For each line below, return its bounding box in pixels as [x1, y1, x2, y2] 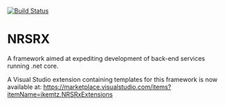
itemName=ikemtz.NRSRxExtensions [7, 90, 113, 98]
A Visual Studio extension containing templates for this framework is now [7, 75, 218, 83]
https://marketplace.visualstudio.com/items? [43, 83, 172, 91]
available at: [7, 83, 42, 91]
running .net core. [7, 62, 59, 70]
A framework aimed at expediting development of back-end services [7, 54, 205, 62]
